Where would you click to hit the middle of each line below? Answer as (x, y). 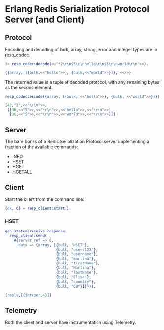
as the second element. (29, 87)
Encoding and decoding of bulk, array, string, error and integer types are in (81, 49)
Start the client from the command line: (45, 199)
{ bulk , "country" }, (76, 282)
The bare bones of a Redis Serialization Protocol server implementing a (77, 142)
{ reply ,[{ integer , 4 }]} (28, 295)
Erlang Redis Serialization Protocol (77, 9)
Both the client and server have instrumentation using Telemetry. (71, 322)
